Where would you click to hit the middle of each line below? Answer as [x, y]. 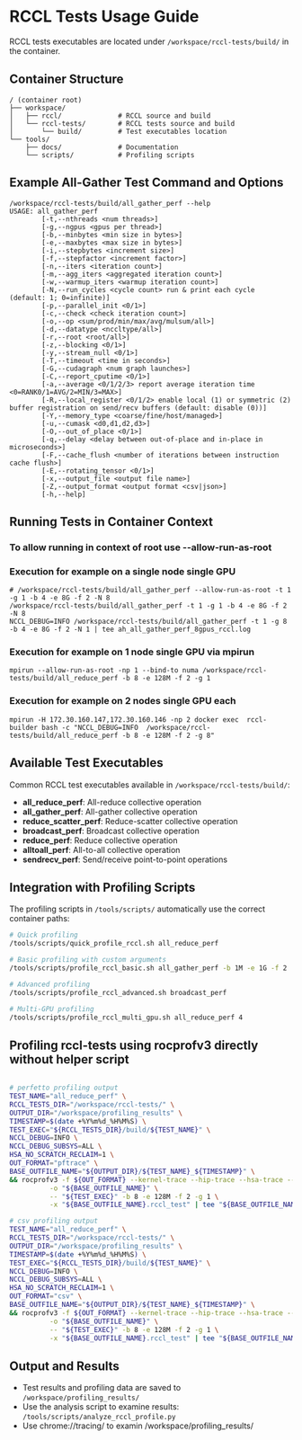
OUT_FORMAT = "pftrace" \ [54, 1163]
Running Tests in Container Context [111, 522]
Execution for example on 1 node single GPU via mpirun [132, 652]
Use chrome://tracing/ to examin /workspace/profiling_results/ [138, 1426]
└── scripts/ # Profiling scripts [110, 155]
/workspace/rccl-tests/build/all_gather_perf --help [110, 203]
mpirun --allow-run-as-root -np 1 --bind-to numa [104, 671]
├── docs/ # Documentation [102, 147]
